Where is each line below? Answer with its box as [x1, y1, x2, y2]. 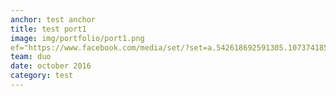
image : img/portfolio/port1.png [10, 33, 145, 43]
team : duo [10, 52, 52, 62]
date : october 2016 [10, 61, 92, 71]
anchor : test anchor [10, 14, 97, 25]
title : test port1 [10, 24, 87, 34]
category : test [10, 71, 74, 81]
